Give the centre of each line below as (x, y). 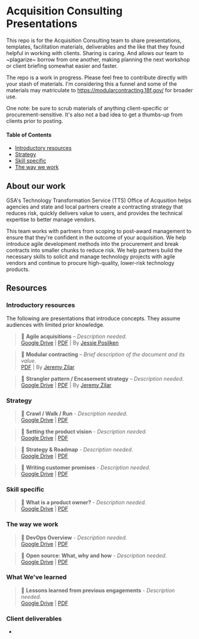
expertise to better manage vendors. (51, 219)
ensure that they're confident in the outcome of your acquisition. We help (96, 237)
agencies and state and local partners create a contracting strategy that (95, 207)
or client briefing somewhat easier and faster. (62, 66)
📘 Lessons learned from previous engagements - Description (98, 590)
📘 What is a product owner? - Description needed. (83, 502)
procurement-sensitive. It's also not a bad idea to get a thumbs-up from (94, 114)
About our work (36, 186)
